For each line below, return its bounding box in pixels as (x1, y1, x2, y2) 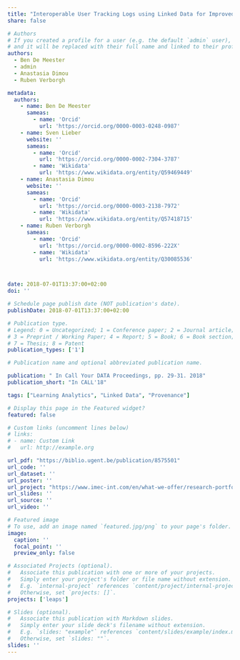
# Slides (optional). (7, 609, 72, 616)
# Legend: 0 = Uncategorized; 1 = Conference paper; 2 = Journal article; (7, 326, 235, 334)
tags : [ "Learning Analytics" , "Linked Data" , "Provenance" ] (7, 391, 191, 399)
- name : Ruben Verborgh (20, 222, 91, 229)
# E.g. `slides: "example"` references (7, 629, 133, 636)
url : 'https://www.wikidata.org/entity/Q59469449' (39, 169, 194, 176)
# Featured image (7, 516, 59, 524)
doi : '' (7, 287, 31, 295)
